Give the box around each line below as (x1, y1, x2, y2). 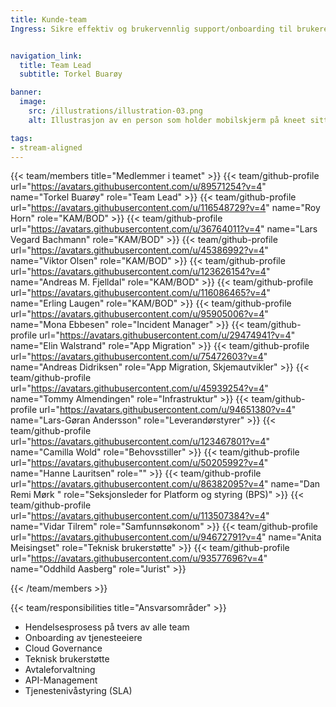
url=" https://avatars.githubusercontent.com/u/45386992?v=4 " (10, 244, 269, 256)
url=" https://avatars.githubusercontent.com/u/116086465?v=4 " (10, 287, 271, 299)
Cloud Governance (24, 642, 103, 655)
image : (19, 97, 47, 107)
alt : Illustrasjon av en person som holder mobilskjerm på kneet (28, 115, 307, 125)
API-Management (24, 674, 98, 686)
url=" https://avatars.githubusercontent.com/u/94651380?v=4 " (39, 404, 297, 416)
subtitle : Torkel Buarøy (19, 69, 123, 80)
